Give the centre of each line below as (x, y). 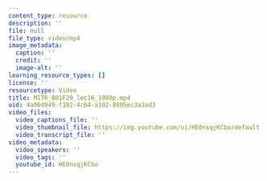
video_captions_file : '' (57, 120)
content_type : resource (48, 16)
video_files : (30, 113)
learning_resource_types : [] (57, 75)
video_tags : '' (41, 157)
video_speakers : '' (48, 150)
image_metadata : (35, 46)
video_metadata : (35, 142)
